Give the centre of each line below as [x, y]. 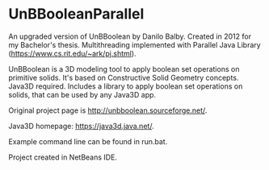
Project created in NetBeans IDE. [63, 157]
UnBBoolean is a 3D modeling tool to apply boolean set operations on [124, 68]
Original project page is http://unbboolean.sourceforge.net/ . [108, 110]
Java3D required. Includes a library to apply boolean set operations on [126, 86]
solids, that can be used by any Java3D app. [82, 94]
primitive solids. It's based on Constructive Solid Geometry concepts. [124, 77]
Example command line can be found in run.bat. [88, 141]
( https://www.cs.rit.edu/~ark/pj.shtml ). [72, 53]
